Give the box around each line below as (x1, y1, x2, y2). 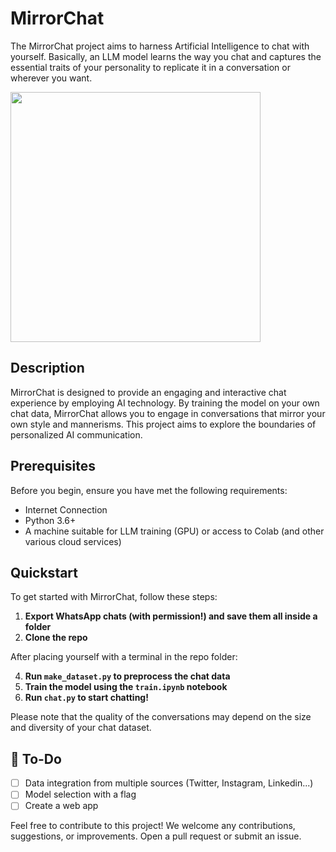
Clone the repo (24, 632, 88, 644)
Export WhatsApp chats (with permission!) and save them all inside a (24, 610, 318, 622)
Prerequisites (10, 458, 96, 475)
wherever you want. (10, 72, 93, 84)
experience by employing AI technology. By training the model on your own (10, 397, 320, 409)
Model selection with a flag (24, 788, 137, 801)
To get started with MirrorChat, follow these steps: (10, 591, 218, 603)
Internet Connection (24, 503, 108, 516)
